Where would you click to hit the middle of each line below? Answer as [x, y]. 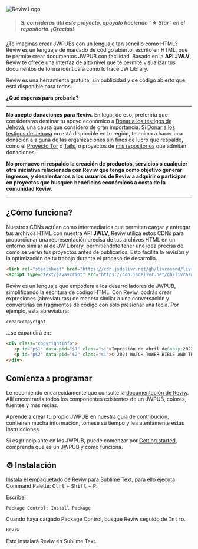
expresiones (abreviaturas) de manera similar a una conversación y [88, 298]
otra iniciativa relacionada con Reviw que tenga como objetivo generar [94, 170]
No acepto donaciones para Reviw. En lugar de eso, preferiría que [87, 114]
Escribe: [16, 497]
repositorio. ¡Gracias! [47, 29]
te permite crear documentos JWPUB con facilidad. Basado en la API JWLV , [99, 56]
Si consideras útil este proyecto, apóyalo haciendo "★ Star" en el [103, 22]
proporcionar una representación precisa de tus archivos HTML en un [91, 239]
